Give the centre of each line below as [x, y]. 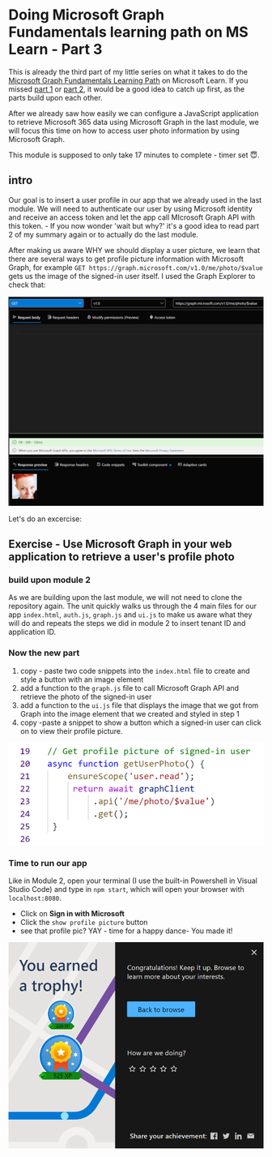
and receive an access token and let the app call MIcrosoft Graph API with [132, 217]
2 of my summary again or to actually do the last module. [103, 234]
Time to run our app [48, 863]
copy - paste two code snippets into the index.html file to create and [135, 671]
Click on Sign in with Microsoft [72, 914]
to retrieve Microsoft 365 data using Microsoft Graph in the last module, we [134, 122]
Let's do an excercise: [45, 519]
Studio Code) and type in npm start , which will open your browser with [126, 889]
